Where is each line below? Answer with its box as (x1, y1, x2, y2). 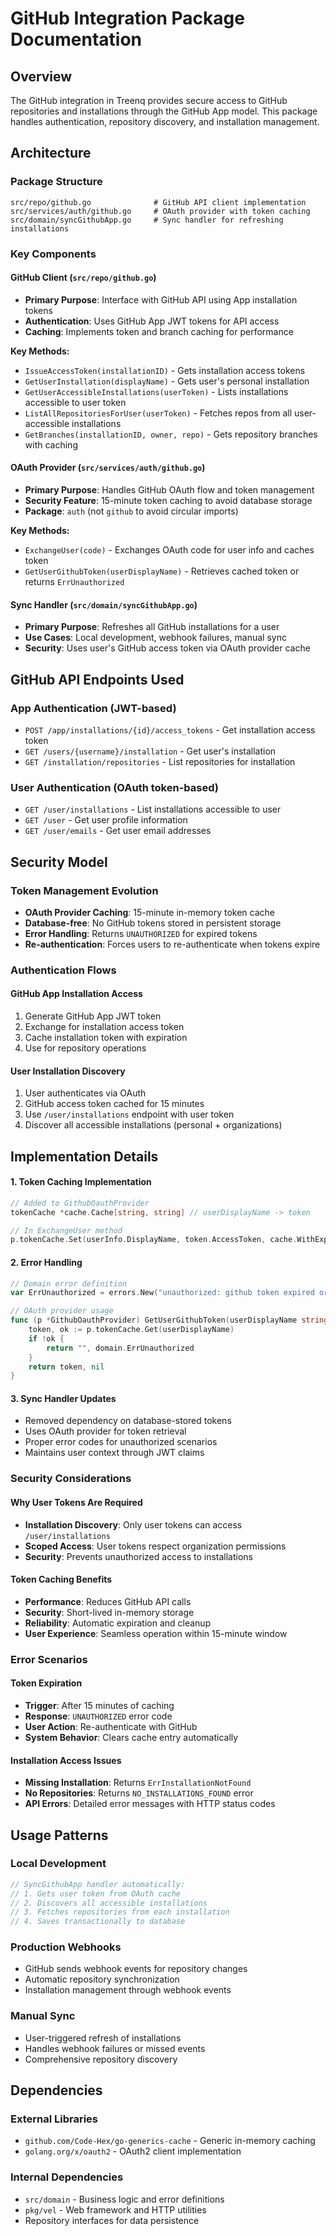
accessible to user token (24, 396, 127, 408)
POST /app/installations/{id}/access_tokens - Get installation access (24, 723, 316, 736)
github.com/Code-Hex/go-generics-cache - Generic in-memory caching (24, 2135, 316, 2147)
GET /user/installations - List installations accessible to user (24, 803, 282, 816)
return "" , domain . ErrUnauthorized (46, 1343, 195, 1353)
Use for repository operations (24, 1042, 147, 1054)
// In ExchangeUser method (10, 1225, 123, 1236)
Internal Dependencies (10, 2170, 124, 2184)
